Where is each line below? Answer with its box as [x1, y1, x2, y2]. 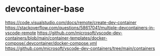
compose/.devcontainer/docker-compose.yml [5, 40, 97, 46]
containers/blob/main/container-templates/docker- [5, 35, 108, 41]
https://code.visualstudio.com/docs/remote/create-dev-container [5, 19, 137, 25]
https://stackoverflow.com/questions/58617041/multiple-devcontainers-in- [5, 24, 155, 30]
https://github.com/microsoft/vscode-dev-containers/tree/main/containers [5, 45, 155, 51]
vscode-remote [5, 30, 37, 36]
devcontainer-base [5, 3, 84, 15]
